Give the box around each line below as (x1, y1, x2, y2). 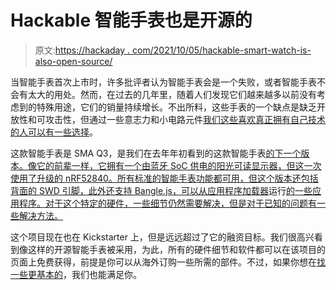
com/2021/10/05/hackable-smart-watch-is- (132, 44, 312, 56)
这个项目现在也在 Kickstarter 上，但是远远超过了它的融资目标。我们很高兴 (10, 231, 315, 243)
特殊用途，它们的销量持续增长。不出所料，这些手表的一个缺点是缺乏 (36, 101, 317, 113)
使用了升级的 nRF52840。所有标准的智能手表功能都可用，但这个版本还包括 (10, 172, 319, 184)
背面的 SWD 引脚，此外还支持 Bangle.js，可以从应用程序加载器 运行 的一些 (10, 184, 313, 196)
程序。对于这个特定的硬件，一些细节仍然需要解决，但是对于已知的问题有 (18, 197, 317, 209)
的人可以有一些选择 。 (10, 126, 98, 138)
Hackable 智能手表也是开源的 (10, 9, 253, 32)
